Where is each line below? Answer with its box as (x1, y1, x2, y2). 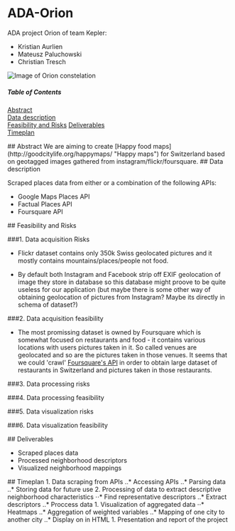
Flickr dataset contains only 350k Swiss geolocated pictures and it (17, 248, 212, 257)
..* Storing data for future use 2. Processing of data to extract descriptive (7, 485, 222, 493)
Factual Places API (17, 199, 72, 208)
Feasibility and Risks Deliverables (7, 120, 105, 129)
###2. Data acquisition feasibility (7, 314, 104, 322)
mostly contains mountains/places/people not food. (17, 256, 169, 265)
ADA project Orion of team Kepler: (7, 28, 107, 37)
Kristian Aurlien (17, 42, 63, 51)
